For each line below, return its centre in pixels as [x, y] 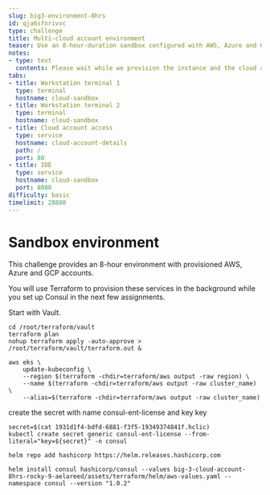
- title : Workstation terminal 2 [64, 105]
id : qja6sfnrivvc [37, 23]
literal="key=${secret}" [50, 442]
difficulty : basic [39, 195]
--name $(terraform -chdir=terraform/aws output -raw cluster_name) [140, 384]
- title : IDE [30, 166]
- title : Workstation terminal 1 [64, 83]
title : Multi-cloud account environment [77, 38]
